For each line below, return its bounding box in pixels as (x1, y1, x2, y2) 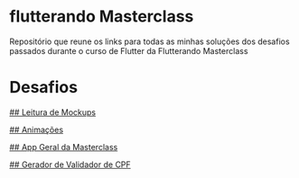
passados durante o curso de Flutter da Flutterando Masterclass (9, 45, 248, 56)
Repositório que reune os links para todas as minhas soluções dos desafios (9, 36, 291, 47)
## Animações (9, 124, 64, 135)
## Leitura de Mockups (9, 106, 97, 118)
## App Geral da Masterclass (9, 141, 118, 152)
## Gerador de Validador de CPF (9, 159, 131, 170)
